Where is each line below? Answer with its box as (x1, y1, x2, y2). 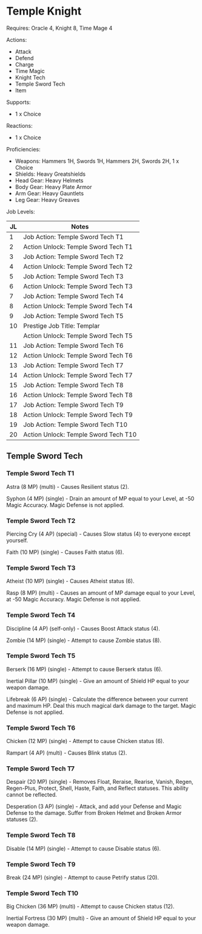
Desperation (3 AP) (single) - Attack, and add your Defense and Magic (6, 803, 182, 810)
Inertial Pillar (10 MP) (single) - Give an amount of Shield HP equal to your (6, 677, 190, 685)
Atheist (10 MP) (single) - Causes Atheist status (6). (6, 578, 135, 585)
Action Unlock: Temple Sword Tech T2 (23, 262, 133, 271)
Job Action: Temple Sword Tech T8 (23, 381, 124, 389)
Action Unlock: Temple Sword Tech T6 (23, 351, 133, 359)
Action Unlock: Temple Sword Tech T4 (23, 302, 133, 310)
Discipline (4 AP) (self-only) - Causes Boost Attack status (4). (6, 624, 160, 632)
